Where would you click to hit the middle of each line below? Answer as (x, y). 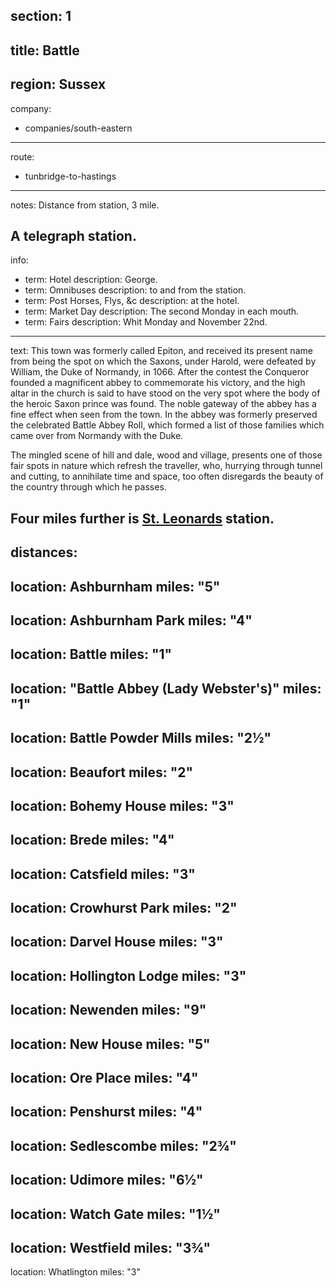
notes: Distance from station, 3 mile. (85, 205)
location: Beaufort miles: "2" (102, 772)
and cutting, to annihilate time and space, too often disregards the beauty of (167, 476)
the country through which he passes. (88, 487)
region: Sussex (58, 84)
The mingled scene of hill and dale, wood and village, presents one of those (166, 455)
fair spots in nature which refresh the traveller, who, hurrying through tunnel (166, 466)
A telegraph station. (73, 235)
